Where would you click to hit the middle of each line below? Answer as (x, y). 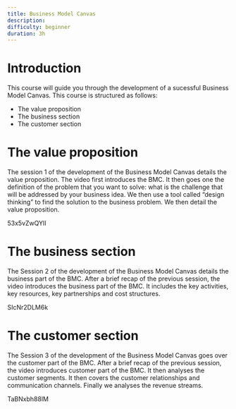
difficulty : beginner (39, 27)
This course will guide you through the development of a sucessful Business (118, 88)
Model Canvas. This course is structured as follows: (82, 95)
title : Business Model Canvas (52, 14)
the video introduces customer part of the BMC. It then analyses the (106, 370)
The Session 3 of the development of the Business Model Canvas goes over (117, 355)
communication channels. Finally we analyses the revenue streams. (105, 385)
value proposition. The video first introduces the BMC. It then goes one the (116, 180)
